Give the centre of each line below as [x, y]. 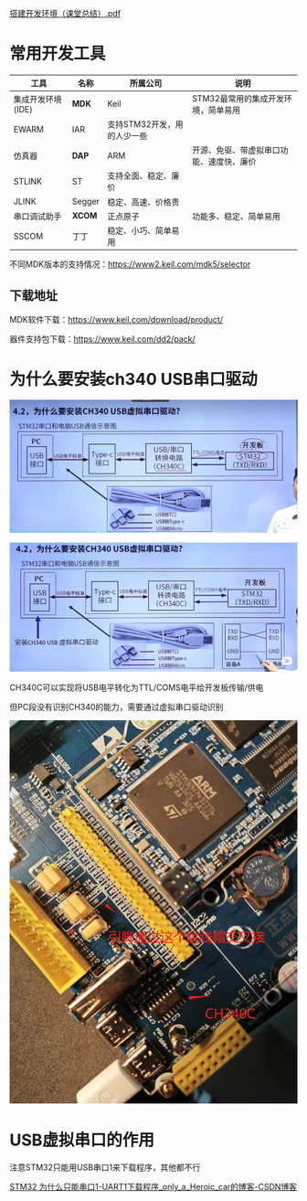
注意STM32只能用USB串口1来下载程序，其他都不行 [105, 1167]
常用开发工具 [58, 54]
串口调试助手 [37, 216]
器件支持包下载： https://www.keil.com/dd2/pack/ [102, 339]
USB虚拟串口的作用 [82, 1140]
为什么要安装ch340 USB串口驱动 [133, 379]
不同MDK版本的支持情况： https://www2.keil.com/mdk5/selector [130, 264]
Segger [86, 202]
